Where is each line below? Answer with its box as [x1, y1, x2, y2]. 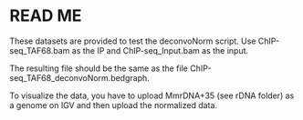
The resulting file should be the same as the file [9, 63, 189, 74]
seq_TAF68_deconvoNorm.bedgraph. [9, 72, 151, 83]
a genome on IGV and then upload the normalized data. [9, 99, 217, 110]
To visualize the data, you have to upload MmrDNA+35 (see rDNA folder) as [9, 90, 295, 101]
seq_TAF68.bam [9, 45, 70, 55]
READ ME [9, 5, 82, 26]
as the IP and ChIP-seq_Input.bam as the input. [71, 45, 249, 55]
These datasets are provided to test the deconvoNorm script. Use [9, 35, 256, 46]
